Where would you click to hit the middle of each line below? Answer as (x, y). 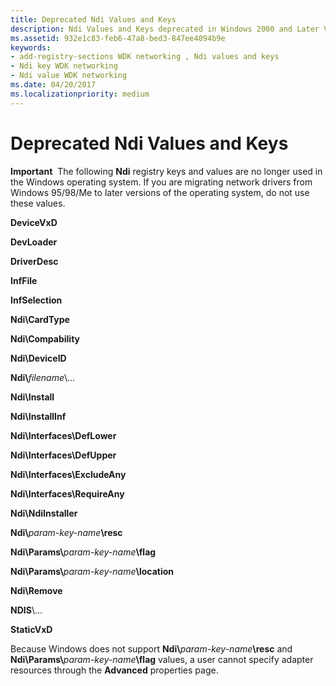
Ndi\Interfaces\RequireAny (67, 493)
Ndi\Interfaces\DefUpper (63, 455)
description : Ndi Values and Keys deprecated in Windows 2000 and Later (165, 29)
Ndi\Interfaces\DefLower (63, 435)
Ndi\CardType (40, 319)
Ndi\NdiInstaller (44, 513)
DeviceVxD (34, 222)
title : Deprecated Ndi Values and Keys (93, 19)
